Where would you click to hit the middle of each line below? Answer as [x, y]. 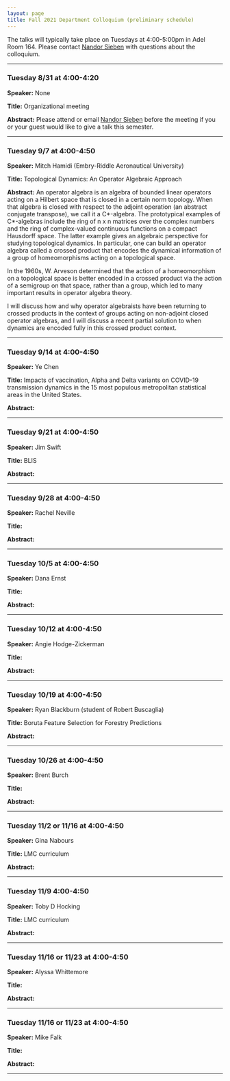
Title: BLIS [22, 460]
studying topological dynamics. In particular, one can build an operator [107, 243]
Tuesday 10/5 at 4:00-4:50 [53, 563]
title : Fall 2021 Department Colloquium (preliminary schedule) [101, 20]
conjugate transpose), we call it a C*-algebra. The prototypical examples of [114, 214]
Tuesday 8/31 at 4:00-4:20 [53, 78]
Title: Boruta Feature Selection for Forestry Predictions [85, 722]
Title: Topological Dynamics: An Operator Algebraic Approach [95, 179]
